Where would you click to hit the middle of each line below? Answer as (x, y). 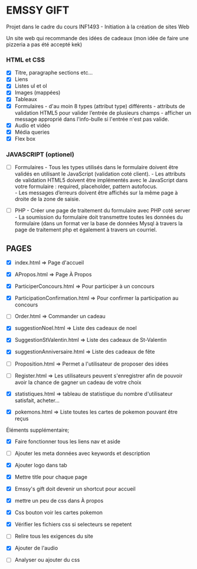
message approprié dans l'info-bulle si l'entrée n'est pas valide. (92, 119)
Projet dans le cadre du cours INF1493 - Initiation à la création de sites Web (98, 27)
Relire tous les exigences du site (54, 536)
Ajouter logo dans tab (41, 465)
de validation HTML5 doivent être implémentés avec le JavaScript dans (101, 180)
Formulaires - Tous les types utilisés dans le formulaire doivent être (96, 167)
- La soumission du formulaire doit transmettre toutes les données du (99, 217)
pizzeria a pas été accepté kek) (44, 44)
